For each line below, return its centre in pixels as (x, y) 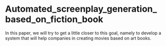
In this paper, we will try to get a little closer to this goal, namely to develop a (83, 33)
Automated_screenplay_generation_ (81, 9)
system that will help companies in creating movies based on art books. (78, 38)
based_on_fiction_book (54, 19)
